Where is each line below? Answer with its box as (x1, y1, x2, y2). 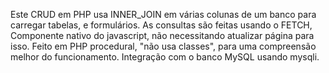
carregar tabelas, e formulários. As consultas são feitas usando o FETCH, (10, 19, 313, 31)
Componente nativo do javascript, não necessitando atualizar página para (10, 30, 315, 41)
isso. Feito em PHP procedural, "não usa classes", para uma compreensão (10, 40, 317, 52)
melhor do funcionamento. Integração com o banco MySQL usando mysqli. (10, 51, 320, 63)
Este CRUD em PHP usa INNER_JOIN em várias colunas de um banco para (10, 9, 317, 20)
